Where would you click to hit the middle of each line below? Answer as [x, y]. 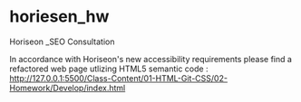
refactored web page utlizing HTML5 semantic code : [109, 69]
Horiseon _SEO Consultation [62, 42]
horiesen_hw [59, 17]
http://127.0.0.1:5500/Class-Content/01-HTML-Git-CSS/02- [119, 78]
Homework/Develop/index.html [68, 88]
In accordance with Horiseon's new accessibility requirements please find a [151, 59]
